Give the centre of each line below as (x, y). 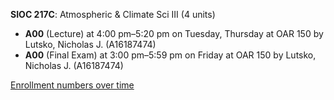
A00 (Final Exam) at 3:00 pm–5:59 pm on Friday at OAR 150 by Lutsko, (170, 55)
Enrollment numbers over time (72, 85)
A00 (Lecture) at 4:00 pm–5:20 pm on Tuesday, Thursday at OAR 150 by (174, 33)
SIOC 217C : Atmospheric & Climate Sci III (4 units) (113, 14)
